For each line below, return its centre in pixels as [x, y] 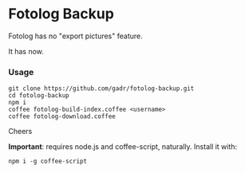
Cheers [20, 132]
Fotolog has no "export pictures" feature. [75, 36]
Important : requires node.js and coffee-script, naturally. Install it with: [123, 147]
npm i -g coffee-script [48, 161]
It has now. [26, 51]
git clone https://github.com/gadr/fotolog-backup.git [101, 88]
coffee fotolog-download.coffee [62, 116]
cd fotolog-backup [39, 96]
